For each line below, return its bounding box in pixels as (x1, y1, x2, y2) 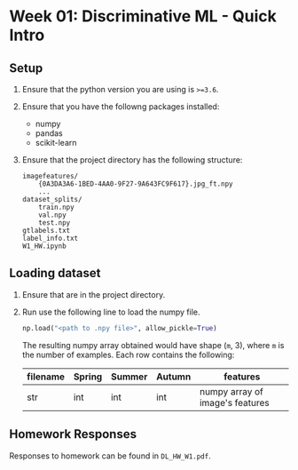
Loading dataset (9, 266, 101, 281)
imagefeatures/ (21, 171, 79, 180)
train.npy (38, 203, 74, 211)
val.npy (38, 211, 67, 219)
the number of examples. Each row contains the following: (21, 349, 235, 360)
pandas (35, 128, 64, 139)
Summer (110, 370, 148, 383)
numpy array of (199, 385, 263, 397)
